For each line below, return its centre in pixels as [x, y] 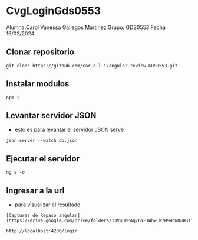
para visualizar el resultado [47, 205]
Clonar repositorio [40, 52]
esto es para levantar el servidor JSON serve [69, 130]
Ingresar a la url [35, 190]
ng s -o [16, 173]
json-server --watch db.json [42, 141]
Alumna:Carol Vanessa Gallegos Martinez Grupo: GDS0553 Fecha [86, 27]
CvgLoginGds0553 [54, 11]
